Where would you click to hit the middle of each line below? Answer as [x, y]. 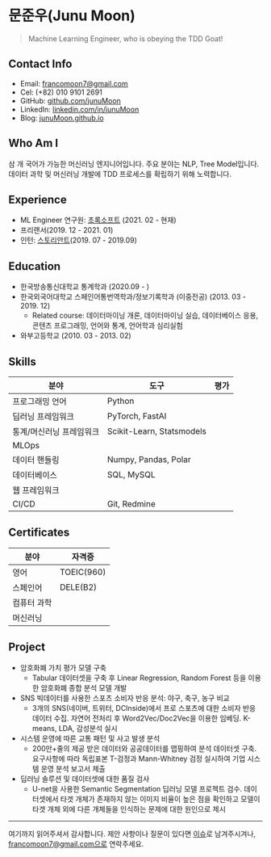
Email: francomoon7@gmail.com [74, 83]
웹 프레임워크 [36, 490]
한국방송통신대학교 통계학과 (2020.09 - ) [85, 287]
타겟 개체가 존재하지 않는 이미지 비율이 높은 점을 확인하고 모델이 [160, 799]
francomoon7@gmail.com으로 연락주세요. [76, 843]
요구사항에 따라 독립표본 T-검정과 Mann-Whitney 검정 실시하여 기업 [139, 758]
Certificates [39, 533]
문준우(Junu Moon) [72, 16]
